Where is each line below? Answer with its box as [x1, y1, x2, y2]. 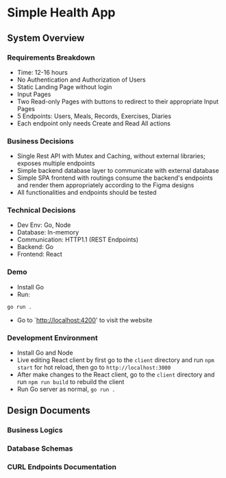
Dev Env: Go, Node [16, 221, 71, 229]
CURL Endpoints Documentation [7, 462, 116, 472]
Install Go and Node [16, 348, 73, 357]
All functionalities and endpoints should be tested [16, 189, 157, 197]
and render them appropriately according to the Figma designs [16, 181, 194, 189]
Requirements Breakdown [7, 53, 95, 62]
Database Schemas [7, 444, 73, 453]
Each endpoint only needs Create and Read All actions [16, 119, 171, 128]
